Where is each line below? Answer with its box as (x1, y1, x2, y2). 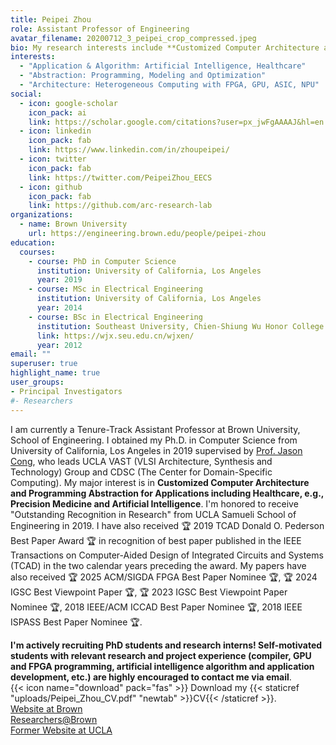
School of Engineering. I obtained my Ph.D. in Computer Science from (10, 434, 298, 446)
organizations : (10, 210, 74, 220)
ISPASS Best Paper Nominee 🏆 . (10, 616, 143, 628)
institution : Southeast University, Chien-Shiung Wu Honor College (36, 321, 325, 331)
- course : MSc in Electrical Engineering (28, 284, 203, 295)
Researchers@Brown (10, 713, 98, 725)
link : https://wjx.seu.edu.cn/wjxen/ (36, 331, 195, 341)
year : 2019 (36, 275, 83, 285)
